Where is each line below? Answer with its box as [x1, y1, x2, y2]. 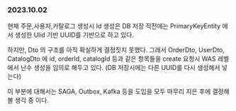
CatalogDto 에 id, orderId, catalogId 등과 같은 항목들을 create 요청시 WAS [7, 54, 216, 63]
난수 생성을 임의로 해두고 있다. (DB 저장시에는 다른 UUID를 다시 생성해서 [20, 64, 220, 72]
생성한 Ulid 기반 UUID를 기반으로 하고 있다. [14, 30, 135, 40]
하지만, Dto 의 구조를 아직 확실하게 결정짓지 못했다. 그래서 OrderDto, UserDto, [7, 46, 225, 54]
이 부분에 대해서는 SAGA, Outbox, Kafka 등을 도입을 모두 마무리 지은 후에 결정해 [7, 87, 230, 96]
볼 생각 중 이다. [7, 96, 50, 105]
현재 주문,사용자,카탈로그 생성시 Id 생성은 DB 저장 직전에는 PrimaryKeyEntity [7, 22, 221, 30]
